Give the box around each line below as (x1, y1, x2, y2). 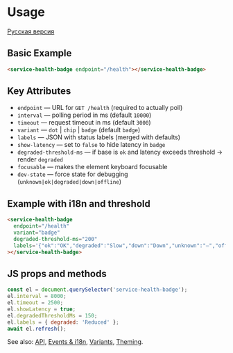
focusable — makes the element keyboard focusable (17, 163, 168, 171)
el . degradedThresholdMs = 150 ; (7, 312, 98, 319)
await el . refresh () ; (7, 325, 67, 332)
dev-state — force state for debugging (17, 170, 128, 178)
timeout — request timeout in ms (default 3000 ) (17, 118, 151, 127)
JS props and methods (7, 267, 107, 279)
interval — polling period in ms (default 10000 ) (17, 111, 152, 119)
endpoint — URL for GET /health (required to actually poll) (17, 104, 183, 112)
